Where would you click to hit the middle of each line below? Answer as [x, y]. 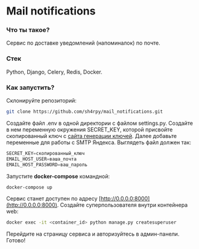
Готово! [16, 241]
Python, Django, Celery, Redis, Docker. [54, 72]
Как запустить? [30, 87]
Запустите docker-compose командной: [58, 176]
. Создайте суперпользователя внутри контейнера [122, 205]
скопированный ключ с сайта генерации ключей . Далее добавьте [91, 136]
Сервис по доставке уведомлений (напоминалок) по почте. [84, 43]
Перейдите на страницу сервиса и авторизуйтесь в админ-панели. [93, 234]
